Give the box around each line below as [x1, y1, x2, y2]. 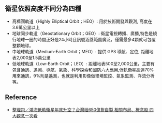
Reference [5, 93, 37, 102]
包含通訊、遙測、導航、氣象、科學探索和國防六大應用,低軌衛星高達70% [12, 67, 154, 73]
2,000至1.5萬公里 [16, 55, 51, 61]
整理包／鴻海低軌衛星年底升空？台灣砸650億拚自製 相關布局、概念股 [12, 107, 148, 112]
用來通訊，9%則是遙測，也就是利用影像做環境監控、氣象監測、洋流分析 [12, 73, 155, 78]
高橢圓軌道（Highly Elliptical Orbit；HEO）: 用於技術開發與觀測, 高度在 [12, 18, 152, 24]
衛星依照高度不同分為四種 [5, 4, 81, 13]
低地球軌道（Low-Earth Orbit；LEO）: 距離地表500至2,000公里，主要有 [12, 61, 155, 66]
